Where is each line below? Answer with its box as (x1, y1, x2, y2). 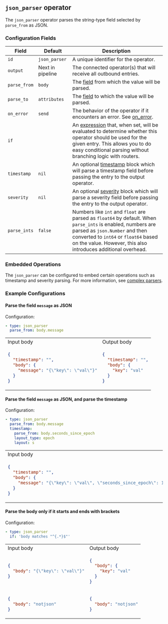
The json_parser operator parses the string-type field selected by (5, 16, 141, 22)
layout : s (14, 440, 35, 445)
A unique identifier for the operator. (72, 56, 155, 63)
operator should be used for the (72, 134, 147, 141)
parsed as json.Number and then (72, 227, 147, 234)
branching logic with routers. (72, 153, 140, 160)
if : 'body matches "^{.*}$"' (9, 534, 70, 539)
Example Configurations (5, 290, 65, 297)
